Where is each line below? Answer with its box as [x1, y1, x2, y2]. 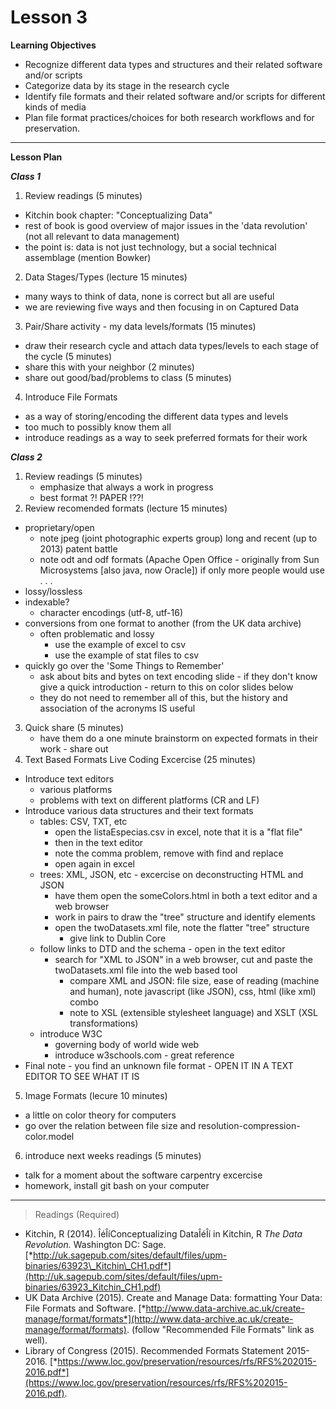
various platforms [39, 783, 113, 795]
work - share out [39, 742, 109, 755]
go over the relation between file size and [24, 1119, 197, 1131]
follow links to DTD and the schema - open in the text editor [39, 942, 286, 955]
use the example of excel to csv [54, 638, 187, 650]
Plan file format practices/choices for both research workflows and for [24, 111, 315, 123]
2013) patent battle [39, 542, 118, 555]
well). [24, 1334, 48, 1346]
